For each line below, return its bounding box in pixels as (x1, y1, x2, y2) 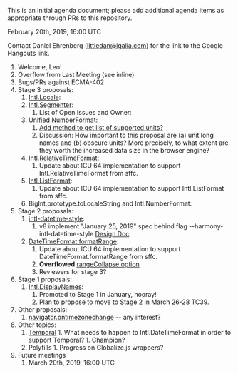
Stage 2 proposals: (17, 207, 73, 215)
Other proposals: (17, 305, 68, 313)
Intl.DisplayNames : (28, 283, 84, 291)
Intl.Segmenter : (28, 101, 73, 109)
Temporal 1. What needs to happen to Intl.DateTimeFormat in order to (28, 328, 232, 336)
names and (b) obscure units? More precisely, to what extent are (38, 138, 229, 147)
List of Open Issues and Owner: (38, 108, 132, 116)
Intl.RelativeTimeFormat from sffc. (38, 169, 139, 177)
